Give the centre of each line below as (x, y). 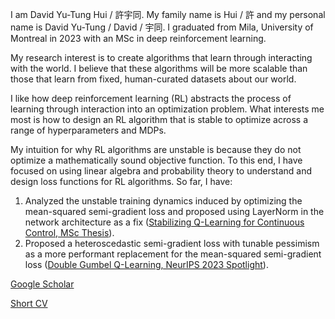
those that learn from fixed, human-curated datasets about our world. (153, 79)
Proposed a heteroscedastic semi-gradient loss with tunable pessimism (172, 243)
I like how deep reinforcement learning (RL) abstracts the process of (151, 98)
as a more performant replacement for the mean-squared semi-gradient (173, 254)
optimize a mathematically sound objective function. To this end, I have (156, 160)
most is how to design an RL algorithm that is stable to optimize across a (159, 119)
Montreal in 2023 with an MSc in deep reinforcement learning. (138, 38)
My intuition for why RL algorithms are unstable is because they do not (156, 149)
